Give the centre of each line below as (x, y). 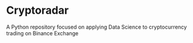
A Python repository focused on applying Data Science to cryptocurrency (96, 27)
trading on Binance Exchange (42, 33)
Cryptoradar (37, 10)
